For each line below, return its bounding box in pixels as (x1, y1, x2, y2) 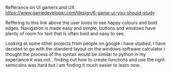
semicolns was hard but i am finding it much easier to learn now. (5, 62, 141, 68)
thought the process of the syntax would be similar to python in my (5, 51, 146, 57)
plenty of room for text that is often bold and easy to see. (5, 31, 125, 36)
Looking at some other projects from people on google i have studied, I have (5, 40, 166, 46)
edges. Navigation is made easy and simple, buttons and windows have (5, 25, 156, 31)
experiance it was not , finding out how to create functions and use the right (5, 57, 165, 63)
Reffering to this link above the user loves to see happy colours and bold (5, 20, 157, 26)
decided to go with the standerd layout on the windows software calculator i (5, 46, 165, 52)
